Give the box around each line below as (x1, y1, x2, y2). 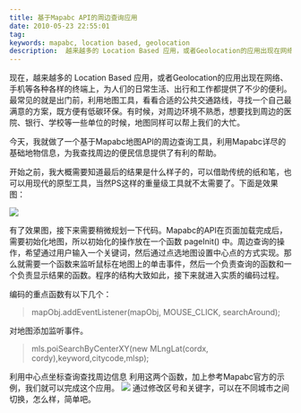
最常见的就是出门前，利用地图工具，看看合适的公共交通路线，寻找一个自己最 (9, 95, 292, 106)
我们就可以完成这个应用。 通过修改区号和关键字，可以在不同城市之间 (24, 382, 289, 393)
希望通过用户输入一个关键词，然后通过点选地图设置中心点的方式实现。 (24, 248, 284, 259)
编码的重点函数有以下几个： (9, 289, 112, 300)
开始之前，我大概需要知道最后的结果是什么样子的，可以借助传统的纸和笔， (9, 167, 284, 178)
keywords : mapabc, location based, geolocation (9, 38, 191, 48)
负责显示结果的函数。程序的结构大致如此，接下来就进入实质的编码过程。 (16, 270, 284, 281)
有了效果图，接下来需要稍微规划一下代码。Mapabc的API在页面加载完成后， (9, 225, 288, 236)
